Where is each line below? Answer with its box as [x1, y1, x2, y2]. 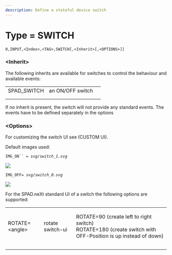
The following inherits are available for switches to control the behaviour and [5, 70, 167, 76]
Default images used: [5, 144, 50, 150]
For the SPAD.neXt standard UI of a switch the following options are [5, 191, 147, 198]
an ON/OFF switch [49, 87, 93, 94]
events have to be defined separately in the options [5, 109, 114, 115]
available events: [5, 75, 41, 82]
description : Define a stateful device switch [5, 7, 106, 13]
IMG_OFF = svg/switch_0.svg [5, 172, 63, 178]
